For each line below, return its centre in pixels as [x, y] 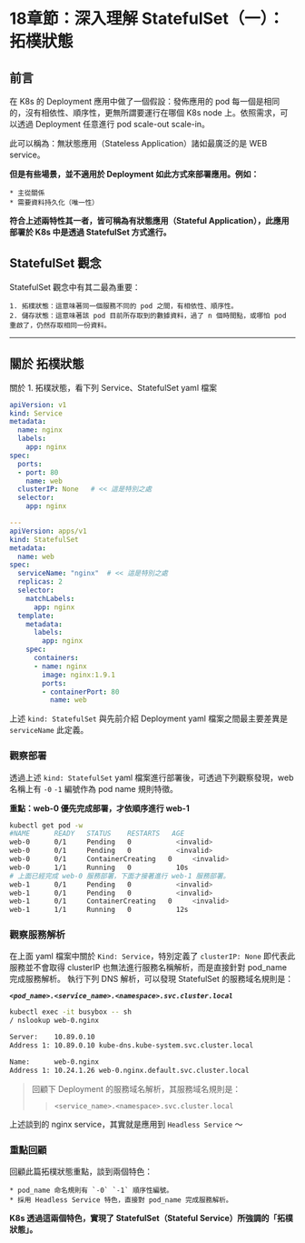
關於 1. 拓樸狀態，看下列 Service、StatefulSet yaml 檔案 [113, 387]
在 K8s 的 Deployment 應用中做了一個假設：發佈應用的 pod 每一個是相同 [145, 101]
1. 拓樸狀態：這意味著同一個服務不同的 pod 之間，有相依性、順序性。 [124, 306]
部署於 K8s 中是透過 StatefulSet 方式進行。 [90, 232]
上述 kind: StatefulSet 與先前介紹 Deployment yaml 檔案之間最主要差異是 [149, 718]
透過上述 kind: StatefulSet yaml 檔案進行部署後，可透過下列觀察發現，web [152, 777]
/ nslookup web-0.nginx [54, 1021]
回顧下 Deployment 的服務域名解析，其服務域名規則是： [136, 1088]
